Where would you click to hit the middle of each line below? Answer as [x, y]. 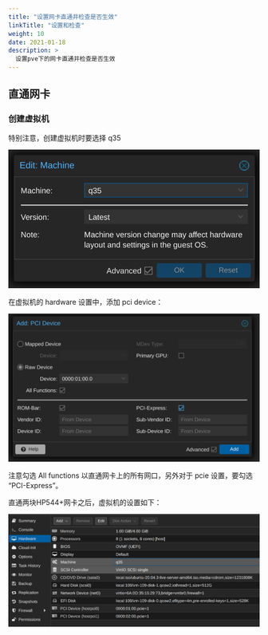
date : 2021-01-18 [37, 42]
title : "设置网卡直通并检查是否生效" [63, 17]
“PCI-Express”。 [35, 485]
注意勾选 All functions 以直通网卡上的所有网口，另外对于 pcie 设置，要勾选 [131, 475]
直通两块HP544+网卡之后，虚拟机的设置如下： [85, 502]
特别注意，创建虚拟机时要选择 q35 [65, 138]
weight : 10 [26, 34]
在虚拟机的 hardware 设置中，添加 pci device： [86, 302]
